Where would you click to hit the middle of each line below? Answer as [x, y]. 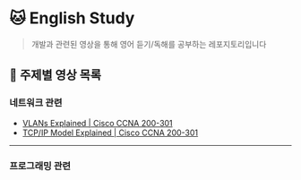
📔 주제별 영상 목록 [55, 75]
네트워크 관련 [36, 103]
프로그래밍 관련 [40, 166]
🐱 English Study [72, 18]
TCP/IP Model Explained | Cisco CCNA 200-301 [110, 133]
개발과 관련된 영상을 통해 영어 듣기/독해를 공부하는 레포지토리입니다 [149, 44]
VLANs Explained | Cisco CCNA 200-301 [97, 123]
